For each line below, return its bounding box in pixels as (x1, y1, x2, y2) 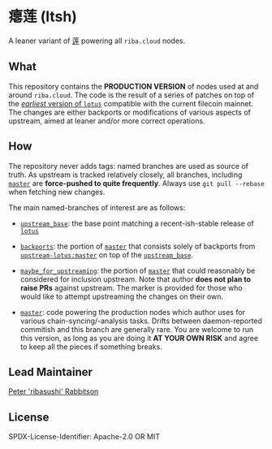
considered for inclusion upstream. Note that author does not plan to (19, 274, 252, 284)
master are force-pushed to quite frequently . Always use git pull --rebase (8, 178, 265, 188)
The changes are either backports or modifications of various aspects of (8, 107, 252, 117)
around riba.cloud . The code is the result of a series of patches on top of (8, 90, 255, 100)
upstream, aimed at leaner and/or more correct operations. (8, 115, 205, 126)
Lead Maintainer (8, 365, 93, 378)
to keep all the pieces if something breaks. (19, 342, 162, 352)
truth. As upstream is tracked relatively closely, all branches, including (8, 170, 243, 179)
